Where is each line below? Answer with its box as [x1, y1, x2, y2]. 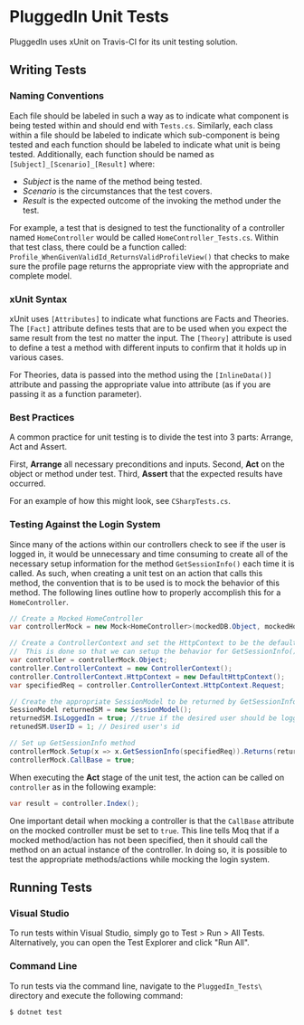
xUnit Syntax [9, 292, 68, 305]
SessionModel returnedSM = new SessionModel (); [9, 706, 193, 715]
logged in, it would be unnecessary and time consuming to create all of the [9, 548, 289, 559]
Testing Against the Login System [9, 518, 161, 531]
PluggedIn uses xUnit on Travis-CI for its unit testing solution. [9, 36, 238, 47]
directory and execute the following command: [9, 990, 184, 1001]
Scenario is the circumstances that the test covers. [22, 185, 213, 196]
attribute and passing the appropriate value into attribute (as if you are [9, 378, 271, 390]
